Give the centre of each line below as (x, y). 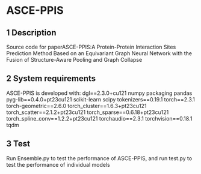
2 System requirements (51, 79)
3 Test (18, 144)
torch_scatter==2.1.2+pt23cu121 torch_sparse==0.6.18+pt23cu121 (88, 112)
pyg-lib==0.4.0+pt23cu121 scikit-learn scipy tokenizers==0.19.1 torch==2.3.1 (101, 99)
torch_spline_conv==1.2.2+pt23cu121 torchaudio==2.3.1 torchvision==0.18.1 (99, 118)
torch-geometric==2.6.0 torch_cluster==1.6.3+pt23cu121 (76, 106)
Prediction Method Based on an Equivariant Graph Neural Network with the (99, 53)
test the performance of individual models (58, 164)
